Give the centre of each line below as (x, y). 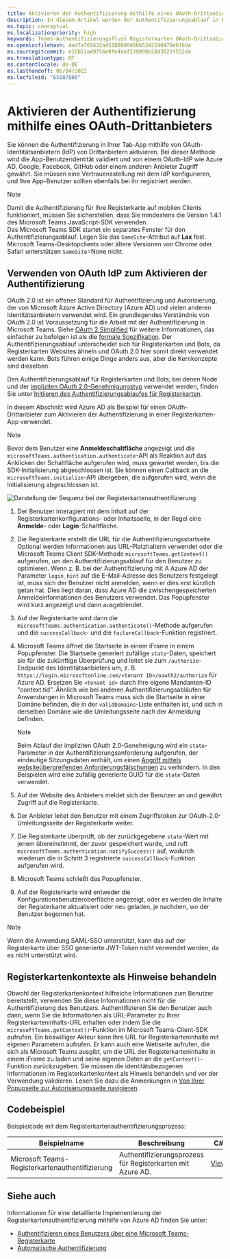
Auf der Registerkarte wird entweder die (74, 892)
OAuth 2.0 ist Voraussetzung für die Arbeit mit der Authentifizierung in (106, 322)
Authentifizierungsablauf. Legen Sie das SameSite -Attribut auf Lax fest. (107, 237)
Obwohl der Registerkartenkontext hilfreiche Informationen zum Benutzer (110, 993)
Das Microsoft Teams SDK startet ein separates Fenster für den (97, 230)
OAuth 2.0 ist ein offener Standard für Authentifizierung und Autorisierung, (112, 301)
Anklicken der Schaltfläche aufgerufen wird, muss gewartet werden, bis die (113, 463)
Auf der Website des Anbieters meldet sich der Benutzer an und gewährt (119, 795)
